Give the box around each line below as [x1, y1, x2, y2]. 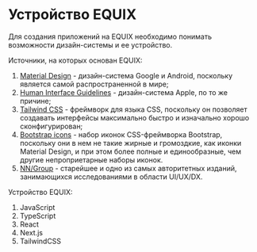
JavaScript [19, 202, 56, 212]
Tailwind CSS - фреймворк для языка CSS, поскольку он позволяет [19, 105, 247, 114]
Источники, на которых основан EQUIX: [8, 55, 143, 65]
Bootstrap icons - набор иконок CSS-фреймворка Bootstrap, [19, 129, 223, 139]
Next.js [19, 227, 44, 237]
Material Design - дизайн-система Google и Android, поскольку [19, 71, 233, 80]
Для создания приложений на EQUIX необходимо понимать [8, 32, 213, 41]
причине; [19, 96, 52, 105]
